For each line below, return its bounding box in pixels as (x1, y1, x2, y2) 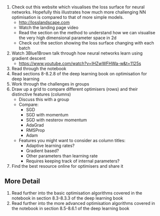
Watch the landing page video (18, 25, 79, 30)
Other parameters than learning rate (26, 153, 98, 158)
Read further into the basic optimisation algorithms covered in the (11, 190, 143, 196)
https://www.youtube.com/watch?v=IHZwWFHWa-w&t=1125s (18, 60, 141, 66)
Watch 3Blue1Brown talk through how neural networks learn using (11, 50, 143, 56)
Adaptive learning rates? (26, 143, 75, 148)
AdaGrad (26, 122, 44, 128)
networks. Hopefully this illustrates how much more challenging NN (11, 9, 146, 15)
